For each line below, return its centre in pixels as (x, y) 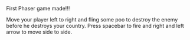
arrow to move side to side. (39, 32)
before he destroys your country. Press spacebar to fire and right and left (95, 26)
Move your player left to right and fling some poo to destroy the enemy (92, 19)
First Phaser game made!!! (38, 8)
